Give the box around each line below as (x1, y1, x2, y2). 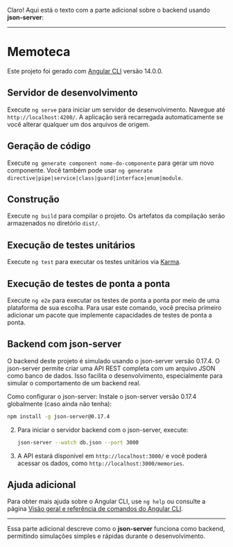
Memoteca (7, 44, 71, 60)
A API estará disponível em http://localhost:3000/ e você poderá (17, 451, 207, 460)
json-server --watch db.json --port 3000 (17, 439, 139, 446)
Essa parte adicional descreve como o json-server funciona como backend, (7, 525, 225, 533)
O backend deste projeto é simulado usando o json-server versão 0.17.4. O (7, 356, 221, 365)
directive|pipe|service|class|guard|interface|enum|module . (7, 173, 183, 182)
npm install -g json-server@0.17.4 (7, 413, 110, 420)
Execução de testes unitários (7, 239, 136, 251)
